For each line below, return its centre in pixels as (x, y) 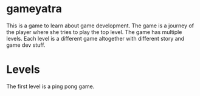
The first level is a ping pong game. (50, 86)
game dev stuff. (26, 45)
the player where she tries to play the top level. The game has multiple (94, 32)
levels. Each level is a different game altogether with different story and (95, 38)
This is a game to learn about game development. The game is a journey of (100, 26)
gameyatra (34, 9)
